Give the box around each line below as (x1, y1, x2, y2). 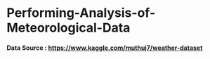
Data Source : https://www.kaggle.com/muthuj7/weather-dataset (6, 44, 203, 52)
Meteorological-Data (6, 20, 131, 36)
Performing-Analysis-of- (6, 5, 156, 21)
